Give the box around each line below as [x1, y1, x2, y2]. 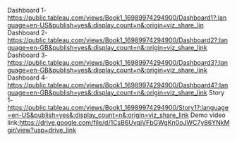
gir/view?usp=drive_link [7, 126, 76, 134]
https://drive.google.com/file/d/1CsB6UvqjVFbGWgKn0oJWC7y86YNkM [18, 118, 230, 126]
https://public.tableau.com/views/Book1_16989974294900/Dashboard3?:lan [7, 59, 228, 66]
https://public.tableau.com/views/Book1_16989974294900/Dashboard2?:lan [7, 36, 228, 44]
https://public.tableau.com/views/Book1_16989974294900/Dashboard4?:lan [7, 81, 229, 89]
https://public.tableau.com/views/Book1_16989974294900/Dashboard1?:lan [7, 13, 227, 22]
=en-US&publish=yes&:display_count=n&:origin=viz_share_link [7, 111, 189, 119]
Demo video [190, 111, 226, 119]
